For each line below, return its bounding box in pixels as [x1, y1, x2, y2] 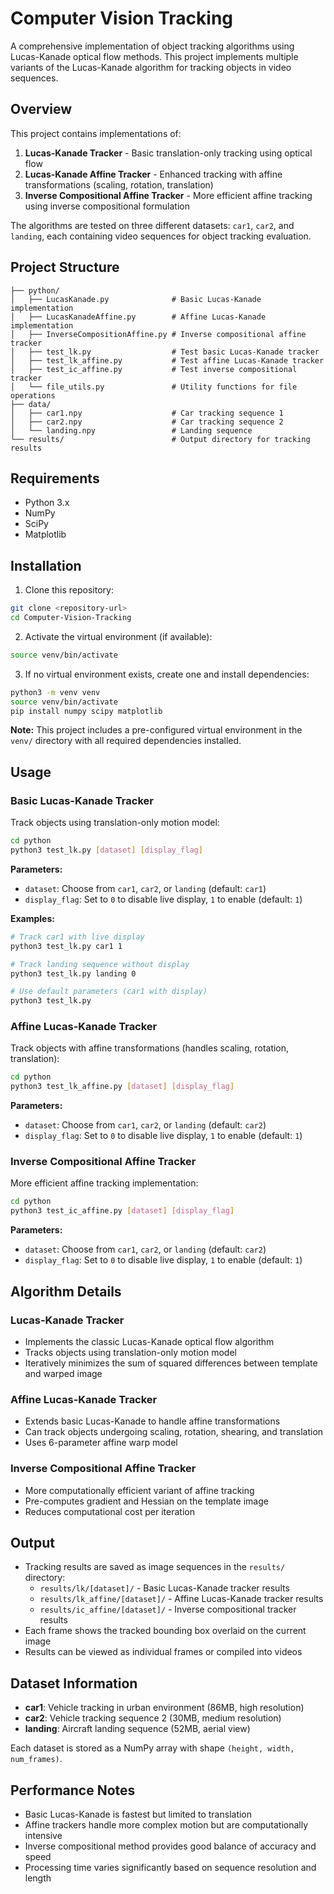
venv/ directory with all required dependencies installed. [10, 735, 242, 747]
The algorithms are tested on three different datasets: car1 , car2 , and [10, 219, 295, 231]
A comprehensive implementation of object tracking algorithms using [10, 40, 295, 52]
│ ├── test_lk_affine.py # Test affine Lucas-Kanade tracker [10, 355, 325, 366]
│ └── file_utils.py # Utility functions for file [10, 382, 298, 392]
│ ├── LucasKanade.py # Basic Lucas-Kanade [10, 294, 262, 304]
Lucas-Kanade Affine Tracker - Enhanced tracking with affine [24, 168, 283, 180]
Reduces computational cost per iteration [24, 1505, 195, 1517]
